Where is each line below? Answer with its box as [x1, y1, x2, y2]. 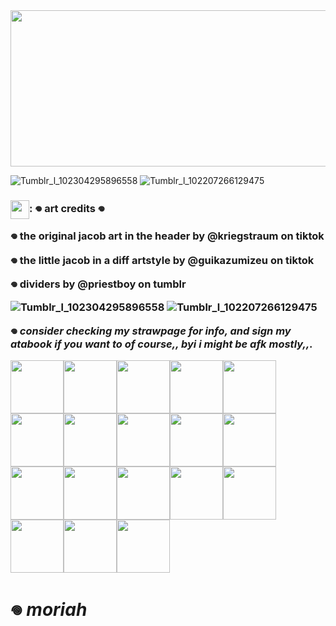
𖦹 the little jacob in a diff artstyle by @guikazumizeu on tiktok [10, 253, 315, 267]
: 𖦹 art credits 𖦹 [29, 202, 105, 216]
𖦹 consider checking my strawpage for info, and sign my [10, 324, 292, 338]
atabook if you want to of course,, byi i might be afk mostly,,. [10, 337, 313, 351]
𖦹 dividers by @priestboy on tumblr [10, 277, 187, 291]
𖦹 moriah [10, 599, 88, 621]
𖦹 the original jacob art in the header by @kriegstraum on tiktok [10, 229, 325, 243]
